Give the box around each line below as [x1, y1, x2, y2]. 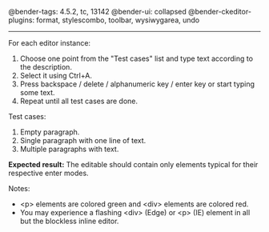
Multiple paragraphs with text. [19, 144, 119, 154]
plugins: [8, 15, 34, 25]
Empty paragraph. [19, 127, 80, 137]
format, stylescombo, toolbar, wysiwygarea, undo [35, 15, 200, 25]
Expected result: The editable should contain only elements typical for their [8, 160, 259, 169]
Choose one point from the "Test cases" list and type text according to [19, 54, 254, 63]
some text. [19, 88, 55, 97]
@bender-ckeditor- [187, 7, 252, 16]
